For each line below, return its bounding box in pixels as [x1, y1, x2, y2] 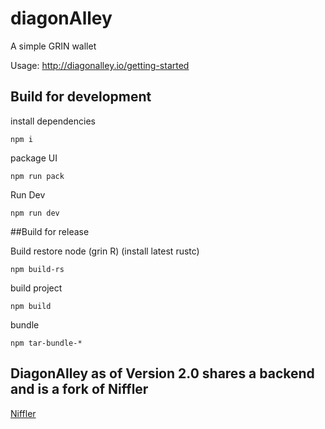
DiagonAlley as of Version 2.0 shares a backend [10, 365, 315, 382]
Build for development [10, 88, 152, 106]
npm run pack [10, 171, 65, 181]
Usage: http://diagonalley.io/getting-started [10, 59, 190, 71]
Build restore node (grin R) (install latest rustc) [10, 245, 200, 257]
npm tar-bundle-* [10, 338, 83, 348]
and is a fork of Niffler [10, 381, 149, 398]
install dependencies [10, 115, 96, 127]
